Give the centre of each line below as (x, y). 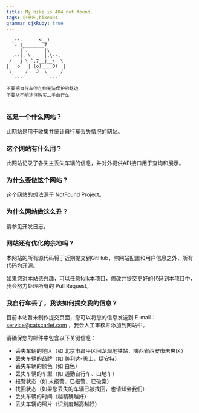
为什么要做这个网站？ (37, 180)
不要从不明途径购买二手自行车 (38, 95)
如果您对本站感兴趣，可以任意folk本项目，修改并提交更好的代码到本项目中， (101, 278)
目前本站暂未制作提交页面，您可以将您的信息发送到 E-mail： (81, 318)
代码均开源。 (22, 265)
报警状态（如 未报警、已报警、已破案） (64, 381)
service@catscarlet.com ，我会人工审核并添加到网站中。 (77, 325)
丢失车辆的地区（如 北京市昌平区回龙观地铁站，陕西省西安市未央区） (100, 351)
